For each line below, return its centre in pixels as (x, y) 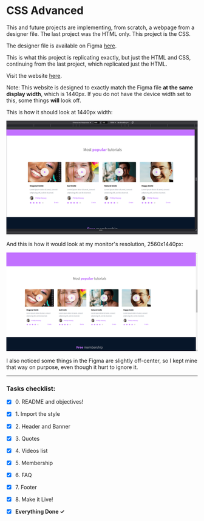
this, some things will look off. (44, 100)
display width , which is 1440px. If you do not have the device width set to (99, 94)
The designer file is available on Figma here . (62, 46)
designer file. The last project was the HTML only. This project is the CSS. (99, 33)
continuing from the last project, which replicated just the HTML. (87, 64)
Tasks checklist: (31, 388)
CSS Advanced (45, 11)
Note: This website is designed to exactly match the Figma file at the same (100, 87)
